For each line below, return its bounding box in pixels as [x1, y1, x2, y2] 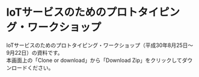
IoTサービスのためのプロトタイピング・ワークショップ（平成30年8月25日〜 [6, 42, 194, 49]
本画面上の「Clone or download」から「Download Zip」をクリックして [6, 57, 182, 64]
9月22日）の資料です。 [6, 49, 63, 56]
